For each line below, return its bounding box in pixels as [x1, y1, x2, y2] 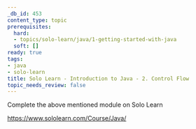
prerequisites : [7, 23, 52, 30]
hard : [13, 29, 30, 37]
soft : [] [13, 43, 39, 50]
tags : [7, 56, 23, 63]
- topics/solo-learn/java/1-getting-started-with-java [13, 36, 177, 43]
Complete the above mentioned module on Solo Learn [7, 100, 163, 109]
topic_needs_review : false [7, 82, 86, 89]
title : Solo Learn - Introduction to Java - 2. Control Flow [7, 75, 190, 82]
